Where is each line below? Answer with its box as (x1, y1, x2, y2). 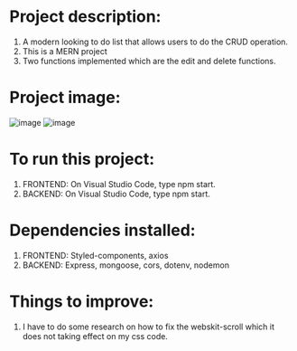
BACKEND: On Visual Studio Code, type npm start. (22, 188, 210, 199)
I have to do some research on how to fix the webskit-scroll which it (22, 321, 275, 332)
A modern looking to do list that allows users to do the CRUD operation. (22, 36, 289, 47)
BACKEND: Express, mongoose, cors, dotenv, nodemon (22, 260, 230, 270)
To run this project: (9, 149, 155, 169)
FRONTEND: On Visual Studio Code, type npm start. (22, 178, 217, 189)
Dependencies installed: (9, 220, 196, 241)
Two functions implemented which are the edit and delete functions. (22, 55, 276, 66)
